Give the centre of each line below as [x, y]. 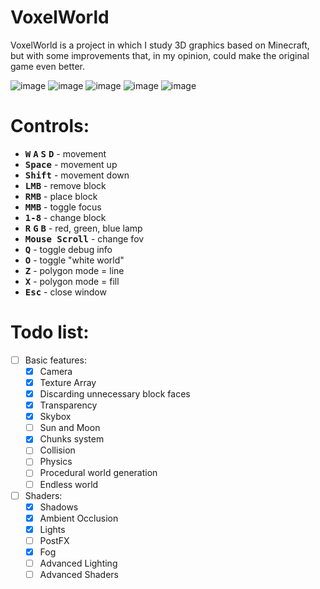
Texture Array [68, 382]
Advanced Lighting [78, 563]
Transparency [68, 405]
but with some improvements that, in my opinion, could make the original [160, 55]
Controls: [50, 126]
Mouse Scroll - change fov [84, 238]
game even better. [48, 66]
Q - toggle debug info [68, 249]
